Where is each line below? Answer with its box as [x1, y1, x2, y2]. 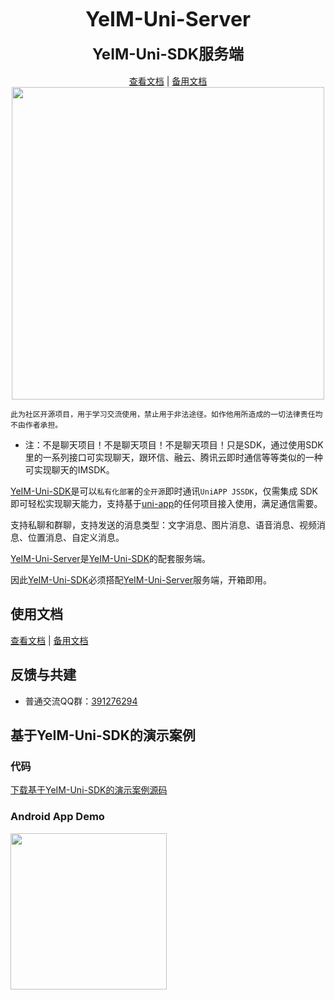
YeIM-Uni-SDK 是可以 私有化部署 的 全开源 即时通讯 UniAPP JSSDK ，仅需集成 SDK [10, 485, 318, 497]
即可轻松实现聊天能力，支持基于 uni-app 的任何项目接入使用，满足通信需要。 [10, 498, 323, 509]
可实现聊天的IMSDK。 [24, 464, 115, 476]
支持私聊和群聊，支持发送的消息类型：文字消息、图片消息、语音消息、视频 [10, 519, 317, 531]
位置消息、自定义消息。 [27, 532, 125, 543]
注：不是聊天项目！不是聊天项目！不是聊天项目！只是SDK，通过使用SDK [24, 439, 324, 451]
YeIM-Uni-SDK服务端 [91, 45, 245, 64]
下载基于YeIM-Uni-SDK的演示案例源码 [10, 784, 168, 796]
